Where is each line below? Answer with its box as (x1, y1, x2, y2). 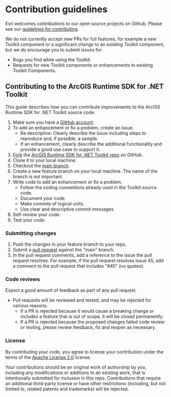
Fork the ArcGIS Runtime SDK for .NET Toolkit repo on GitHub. (12, 152, 144, 158)
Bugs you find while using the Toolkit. (12, 56, 92, 62)
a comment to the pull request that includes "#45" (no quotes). (12, 263, 145, 269)
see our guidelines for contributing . (5, 26, 79, 32)
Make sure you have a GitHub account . (12, 119, 95, 125)
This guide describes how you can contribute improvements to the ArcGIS (5, 104, 160, 110)
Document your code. (20, 195, 66, 201)
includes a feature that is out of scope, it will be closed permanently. (20, 313, 164, 320)
